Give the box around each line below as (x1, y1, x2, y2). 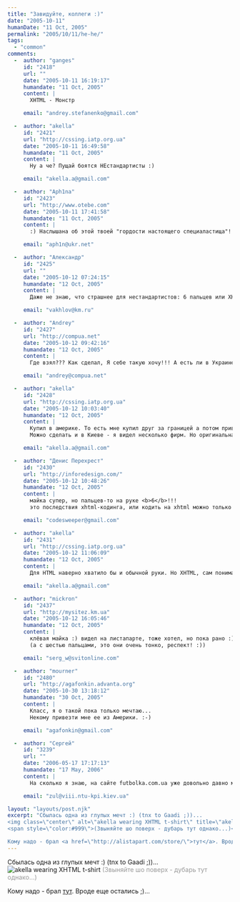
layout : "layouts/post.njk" (7, 805, 91, 813)
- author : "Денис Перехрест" (14, 457, 104, 464)
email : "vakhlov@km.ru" (23, 306, 94, 314)
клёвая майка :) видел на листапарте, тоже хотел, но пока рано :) (29, 635, 235, 642)
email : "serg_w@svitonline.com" (23, 654, 120, 661)
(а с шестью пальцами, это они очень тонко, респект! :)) (29, 641, 206, 648)
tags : (7, 37, 24, 44)
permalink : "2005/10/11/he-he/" (7, 30, 104, 38)
